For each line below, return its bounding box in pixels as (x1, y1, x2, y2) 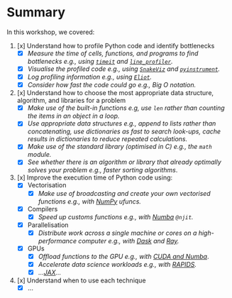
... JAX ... (38, 268, 62, 277)
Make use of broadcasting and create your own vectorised (38, 189, 211, 197)
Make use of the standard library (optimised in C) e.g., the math (27, 143, 212, 151)
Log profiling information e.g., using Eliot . (27, 72, 152, 82)
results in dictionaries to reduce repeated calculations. (27, 135, 188, 143)
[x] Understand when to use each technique (16, 276, 146, 285)
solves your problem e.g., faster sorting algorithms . (27, 166, 178, 175)
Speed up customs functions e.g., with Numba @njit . (38, 212, 194, 221)
